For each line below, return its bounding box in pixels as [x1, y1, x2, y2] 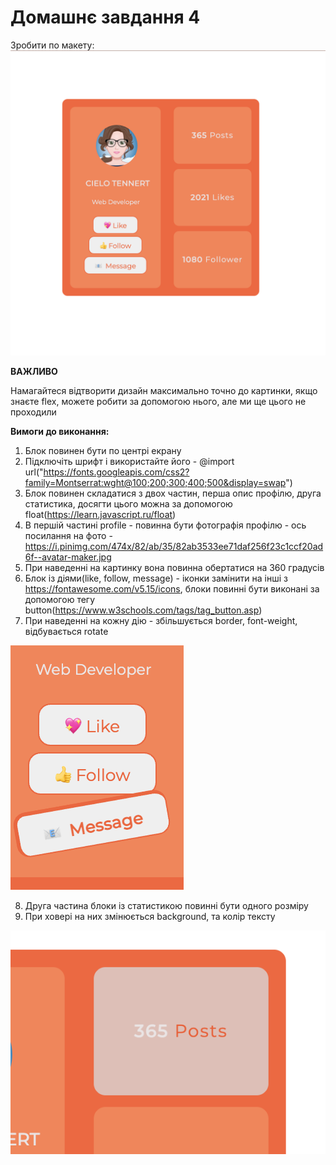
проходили [10, 406, 57, 418]
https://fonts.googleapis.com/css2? [43, 466, 190, 478]
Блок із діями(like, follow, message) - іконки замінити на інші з [24, 572, 288, 585]
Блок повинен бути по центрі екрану [24, 445, 182, 457]
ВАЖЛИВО [10, 366, 58, 378]
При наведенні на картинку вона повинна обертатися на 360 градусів [24, 562, 325, 574]
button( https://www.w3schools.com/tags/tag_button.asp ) [24, 604, 263, 616]
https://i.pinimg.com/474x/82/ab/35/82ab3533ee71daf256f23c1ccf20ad [24, 541, 324, 553]
